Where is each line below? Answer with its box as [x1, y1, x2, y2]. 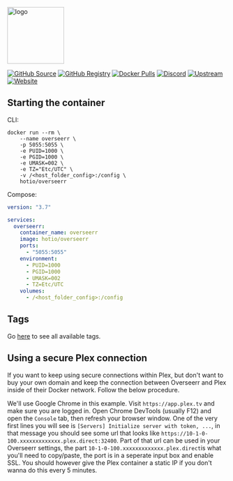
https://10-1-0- [161, 430, 209, 437]
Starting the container [7, 97, 105, 109]
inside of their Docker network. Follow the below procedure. [7, 385, 180, 394]
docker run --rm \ [7, 129, 61, 136]
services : [7, 216, 36, 223]
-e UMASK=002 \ [20, 159, 64, 167]
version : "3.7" [7, 203, 52, 211]
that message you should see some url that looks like [7, 429, 160, 437]
